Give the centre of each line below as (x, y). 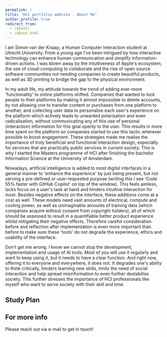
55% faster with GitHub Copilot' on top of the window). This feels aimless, (81, 184)
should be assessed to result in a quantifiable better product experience (79, 216)
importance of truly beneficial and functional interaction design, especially (82, 142)
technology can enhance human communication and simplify (68, 58)
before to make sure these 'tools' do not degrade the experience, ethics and (84, 232)
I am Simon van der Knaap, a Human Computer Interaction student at (76, 47)
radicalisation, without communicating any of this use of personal (72, 121)
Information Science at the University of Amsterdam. (59, 158)
